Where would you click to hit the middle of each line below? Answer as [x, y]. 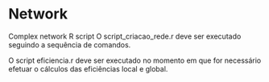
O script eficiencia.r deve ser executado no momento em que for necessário [135, 60]
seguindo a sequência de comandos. [70, 44]
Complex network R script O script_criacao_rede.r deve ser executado [125, 36]
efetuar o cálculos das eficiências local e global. [88, 68]
